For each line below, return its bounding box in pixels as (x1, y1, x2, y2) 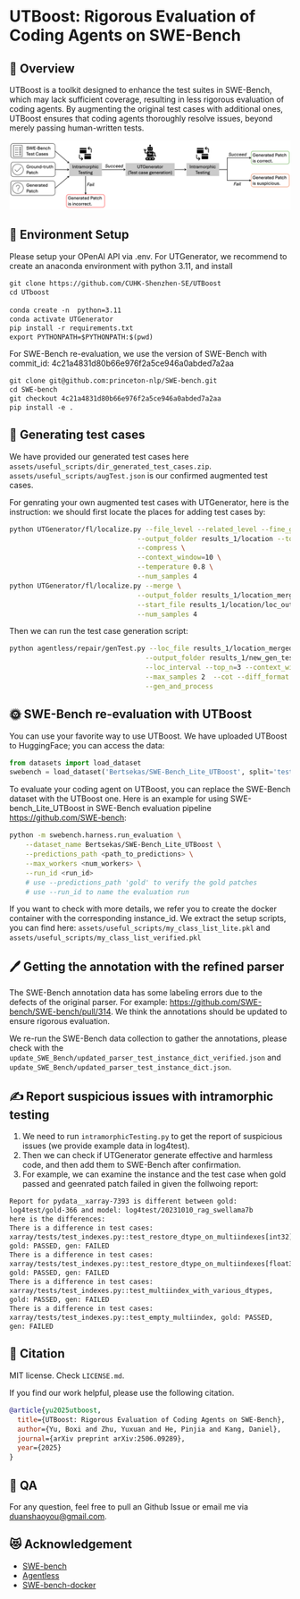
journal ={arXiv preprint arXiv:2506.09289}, (17, 1434, 186, 1443)
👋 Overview (9, 61, 75, 76)
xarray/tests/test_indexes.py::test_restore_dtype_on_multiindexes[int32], (9, 1232, 297, 1242)
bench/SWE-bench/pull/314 (9, 1006, 112, 1017)
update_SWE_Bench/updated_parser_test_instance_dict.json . (9, 1062, 232, 1072)
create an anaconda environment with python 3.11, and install (9, 260, 234, 271)
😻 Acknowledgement (9, 1536, 132, 1552)
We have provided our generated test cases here (9, 451, 189, 461)
